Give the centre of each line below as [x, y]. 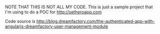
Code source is [20, 21]
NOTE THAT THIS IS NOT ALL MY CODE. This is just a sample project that [79, 7]
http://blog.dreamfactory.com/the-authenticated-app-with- [96, 21]
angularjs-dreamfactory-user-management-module [57, 26]
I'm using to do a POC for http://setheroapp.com [53, 12]
